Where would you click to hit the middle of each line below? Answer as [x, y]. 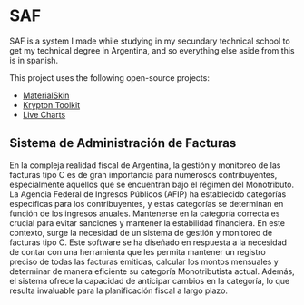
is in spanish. [34, 60]
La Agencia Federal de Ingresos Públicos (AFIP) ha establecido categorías [148, 194]
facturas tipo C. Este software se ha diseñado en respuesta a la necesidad [148, 242]
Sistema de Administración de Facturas [123, 143]
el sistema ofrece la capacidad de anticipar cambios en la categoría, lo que [150, 280]
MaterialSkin [46, 95]
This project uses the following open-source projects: [110, 77]
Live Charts [44, 114]
